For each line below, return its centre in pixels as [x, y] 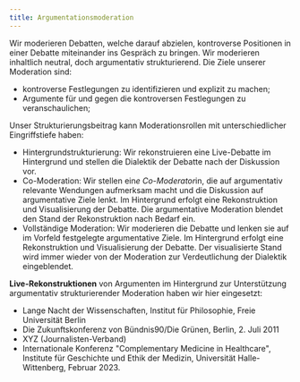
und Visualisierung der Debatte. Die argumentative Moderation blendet [153, 209]
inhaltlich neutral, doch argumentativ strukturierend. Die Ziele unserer [137, 62]
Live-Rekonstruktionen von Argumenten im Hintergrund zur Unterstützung [148, 284]
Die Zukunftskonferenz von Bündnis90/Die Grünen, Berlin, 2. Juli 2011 [150, 329]
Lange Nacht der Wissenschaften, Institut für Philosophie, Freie [139, 310]
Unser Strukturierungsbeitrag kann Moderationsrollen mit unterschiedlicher [148, 125]
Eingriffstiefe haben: [47, 134]
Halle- [249, 358]
